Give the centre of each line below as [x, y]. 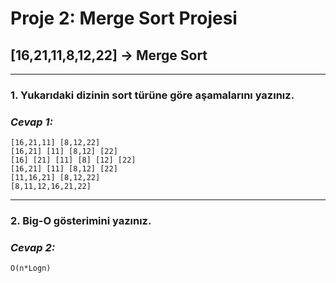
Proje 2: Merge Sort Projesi [124, 18]
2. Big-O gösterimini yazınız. [81, 221]
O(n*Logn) [31, 268]
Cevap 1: [32, 122]
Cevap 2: [33, 248]
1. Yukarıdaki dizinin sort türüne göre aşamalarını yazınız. [152, 95]
